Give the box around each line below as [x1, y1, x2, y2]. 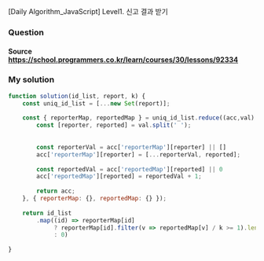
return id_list [22, 209, 72, 217]
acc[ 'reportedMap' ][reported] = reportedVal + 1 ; [36, 172, 202, 181]
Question [8, 27, 45, 38]
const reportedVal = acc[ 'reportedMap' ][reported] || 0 [36, 165, 223, 173]
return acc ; [36, 187, 76, 195]
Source [8, 46, 33, 56]
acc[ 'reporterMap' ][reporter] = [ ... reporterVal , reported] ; [36, 150, 241, 159]
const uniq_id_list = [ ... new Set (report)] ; [22, 99, 170, 108]
